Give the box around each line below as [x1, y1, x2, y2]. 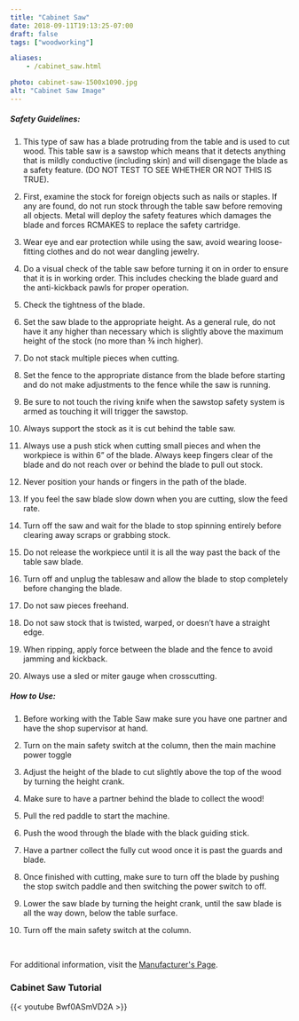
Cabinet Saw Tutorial [10, 981, 102, 993]
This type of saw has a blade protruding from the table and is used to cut [22, 136, 290, 146]
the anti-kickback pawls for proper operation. [22, 281, 190, 293]
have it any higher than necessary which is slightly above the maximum [22, 326, 284, 336]
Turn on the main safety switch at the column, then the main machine [22, 740, 276, 750]
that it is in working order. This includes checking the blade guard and [22, 273, 279, 283]
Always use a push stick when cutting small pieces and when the [22, 440, 261, 451]
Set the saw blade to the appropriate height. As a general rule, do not [22, 316, 276, 327]
